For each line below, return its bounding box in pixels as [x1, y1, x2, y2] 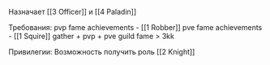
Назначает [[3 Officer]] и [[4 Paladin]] [8, 7, 137, 16]
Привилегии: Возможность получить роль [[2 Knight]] [8, 47, 195, 56]
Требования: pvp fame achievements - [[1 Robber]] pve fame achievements [8, 23, 263, 32]
